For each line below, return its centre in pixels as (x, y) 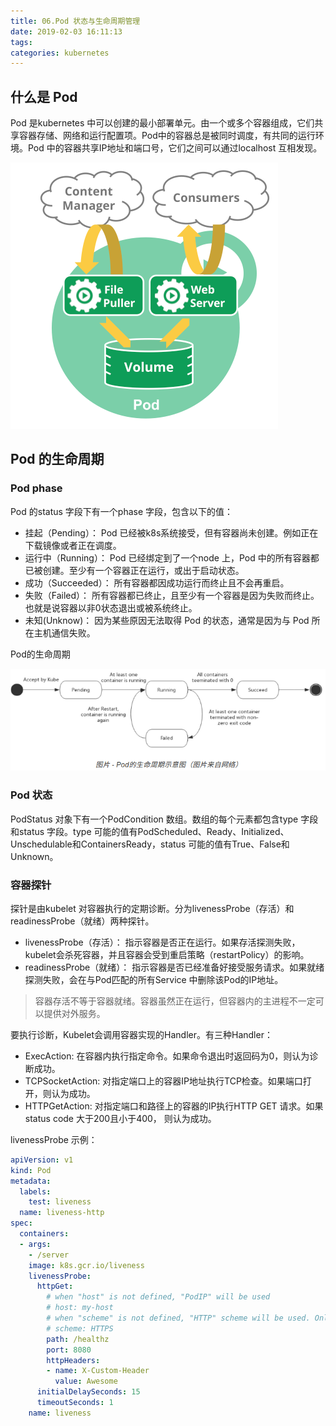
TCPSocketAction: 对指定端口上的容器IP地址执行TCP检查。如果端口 (163, 1081)
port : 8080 (69, 1350)
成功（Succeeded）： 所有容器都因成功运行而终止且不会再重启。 (157, 582)
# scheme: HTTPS (80, 1328)
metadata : (31, 1181)
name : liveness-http (62, 1213)
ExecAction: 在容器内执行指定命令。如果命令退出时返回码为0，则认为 (167, 1056)
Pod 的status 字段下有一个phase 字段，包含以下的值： (122, 511)
